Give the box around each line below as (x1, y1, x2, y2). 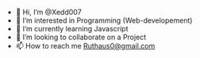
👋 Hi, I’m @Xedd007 (15, 8, 82, 16)
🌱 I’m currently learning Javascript (15, 24, 129, 33)
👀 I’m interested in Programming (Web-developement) (15, 16, 193, 25)
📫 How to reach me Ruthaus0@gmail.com (15, 42, 156, 50)
